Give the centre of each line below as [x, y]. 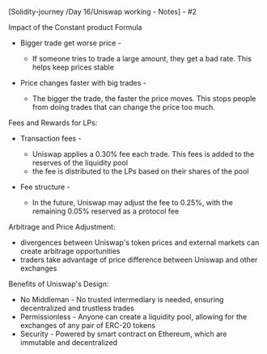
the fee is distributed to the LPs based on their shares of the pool [140, 171]
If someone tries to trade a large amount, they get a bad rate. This [142, 59]
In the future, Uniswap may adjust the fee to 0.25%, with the [132, 202]
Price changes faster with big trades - [83, 83]
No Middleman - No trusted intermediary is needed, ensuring [122, 299]
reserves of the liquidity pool [80, 162]
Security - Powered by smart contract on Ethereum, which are [123, 334]
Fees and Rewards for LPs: [53, 123]
